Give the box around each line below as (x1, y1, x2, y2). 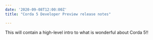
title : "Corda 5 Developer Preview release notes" (5, 12, 111, 17)
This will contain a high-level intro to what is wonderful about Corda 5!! (5, 29, 149, 35)
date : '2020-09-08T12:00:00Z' (5, 7, 67, 12)
